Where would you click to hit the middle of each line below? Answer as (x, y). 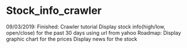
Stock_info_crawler (54, 11)
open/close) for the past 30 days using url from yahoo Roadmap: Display (93, 32)
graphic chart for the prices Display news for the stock (72, 39)
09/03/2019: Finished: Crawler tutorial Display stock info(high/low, (86, 27)
